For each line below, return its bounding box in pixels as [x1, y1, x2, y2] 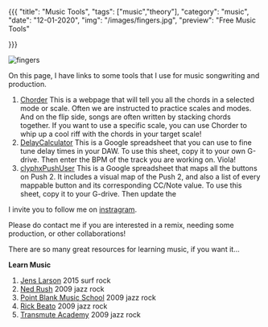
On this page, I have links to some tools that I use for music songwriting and [8, 71, 260, 80]
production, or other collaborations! [8, 229, 126, 238]
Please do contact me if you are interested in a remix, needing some [8, 221, 235, 230]
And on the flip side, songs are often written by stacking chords [19, 112, 231, 122]
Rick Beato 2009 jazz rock [19, 301, 108, 311]
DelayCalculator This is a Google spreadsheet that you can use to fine [19, 138, 252, 147]
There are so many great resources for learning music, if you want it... [8, 245, 240, 254]
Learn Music [8, 260, 51, 269]
